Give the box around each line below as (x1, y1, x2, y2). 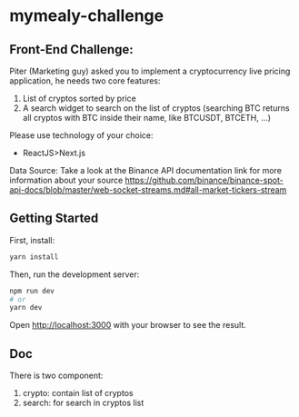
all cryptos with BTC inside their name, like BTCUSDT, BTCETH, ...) (22, 113, 271, 123)
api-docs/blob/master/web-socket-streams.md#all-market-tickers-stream (9, 184, 287, 195)
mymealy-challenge (9, 5, 164, 26)
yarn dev (9, 303, 43, 313)
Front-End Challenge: (9, 42, 134, 57)
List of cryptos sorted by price (22, 93, 136, 104)
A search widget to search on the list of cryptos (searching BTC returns (22, 103, 290, 114)
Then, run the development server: (9, 269, 140, 280)
